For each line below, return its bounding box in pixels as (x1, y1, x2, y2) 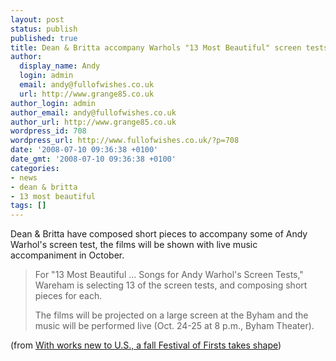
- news (10, 172, 38, 183)
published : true (10, 33, 78, 43)
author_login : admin (10, 98, 97, 108)
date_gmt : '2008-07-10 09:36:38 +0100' (10, 154, 177, 164)
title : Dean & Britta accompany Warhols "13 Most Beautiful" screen (10, 42, 302, 53)
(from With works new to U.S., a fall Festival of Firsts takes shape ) (10, 339, 282, 351)
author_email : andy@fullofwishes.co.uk (10, 107, 177, 118)
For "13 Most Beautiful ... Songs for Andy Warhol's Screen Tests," (34, 269, 304, 281)
